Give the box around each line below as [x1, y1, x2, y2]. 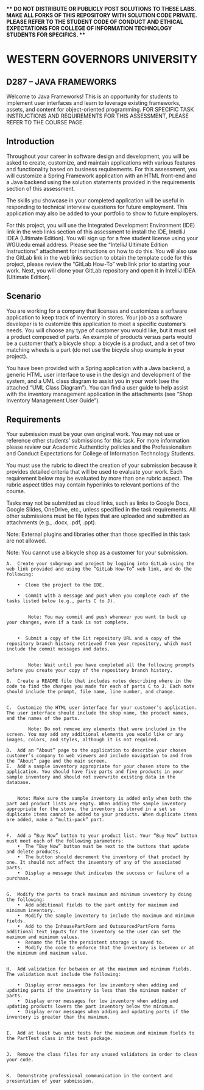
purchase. [6, 875, 32, 882]
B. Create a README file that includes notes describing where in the [6, 678, 192, 685]
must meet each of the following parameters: [6, 838, 124, 844]
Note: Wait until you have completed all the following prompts [28, 662, 195, 668]
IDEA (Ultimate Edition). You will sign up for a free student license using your [6, 234, 199, 241]
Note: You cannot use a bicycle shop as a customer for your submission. [6, 549, 188, 557]
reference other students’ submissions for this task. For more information [6, 437, 190, 444]
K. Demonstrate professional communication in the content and [6, 1073, 173, 1079]
